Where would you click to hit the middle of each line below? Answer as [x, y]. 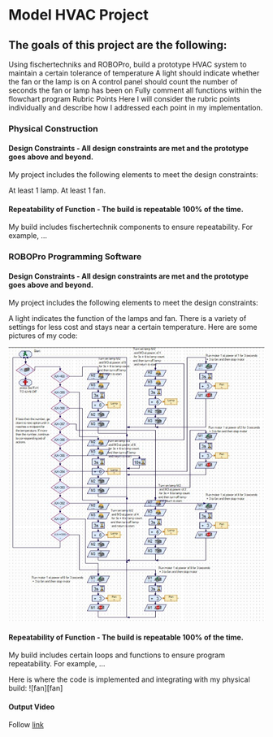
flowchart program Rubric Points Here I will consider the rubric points [124, 99]
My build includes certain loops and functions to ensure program [117, 655]
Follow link [26, 725]
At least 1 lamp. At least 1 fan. [57, 191]
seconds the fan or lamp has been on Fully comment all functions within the [135, 90]
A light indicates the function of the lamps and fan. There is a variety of [128, 319]
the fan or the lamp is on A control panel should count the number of [123, 82]
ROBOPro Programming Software [75, 257]
